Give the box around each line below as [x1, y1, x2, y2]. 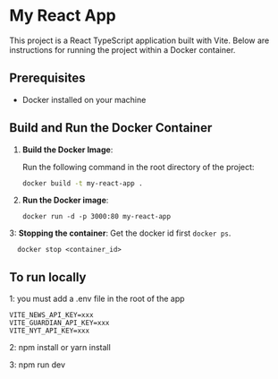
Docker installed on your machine [21, 94, 147, 105]
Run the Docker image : [21, 194, 109, 206]
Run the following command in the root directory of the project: [21, 161, 255, 172]
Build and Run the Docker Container [9, 120, 213, 135]
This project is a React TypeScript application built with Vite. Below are [9, 35, 270, 46]
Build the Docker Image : [21, 144, 114, 155]
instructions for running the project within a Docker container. [9, 44, 236, 55]
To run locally [9, 270, 87, 285]
